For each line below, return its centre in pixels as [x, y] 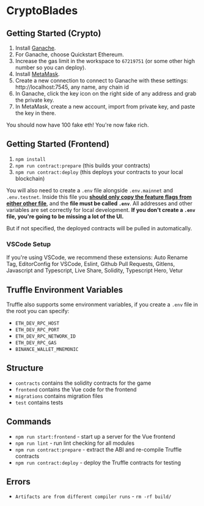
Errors [18, 481]
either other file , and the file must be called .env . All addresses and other [99, 203]
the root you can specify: [38, 311]
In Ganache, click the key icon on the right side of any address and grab [106, 93]
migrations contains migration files [59, 396]
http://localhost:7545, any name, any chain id [72, 87]
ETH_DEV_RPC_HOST [37, 323]
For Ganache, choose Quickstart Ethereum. [69, 55]
